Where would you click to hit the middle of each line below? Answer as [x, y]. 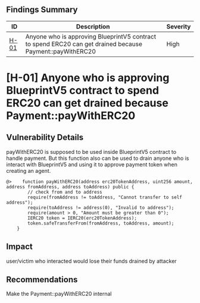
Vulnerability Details [45, 138]
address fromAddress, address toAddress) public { [70, 187]
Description [93, 26]
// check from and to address [65, 192]
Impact [19, 247]
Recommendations [42, 280]
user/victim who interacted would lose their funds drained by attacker [91, 261]
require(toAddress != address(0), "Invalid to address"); [101, 207]
